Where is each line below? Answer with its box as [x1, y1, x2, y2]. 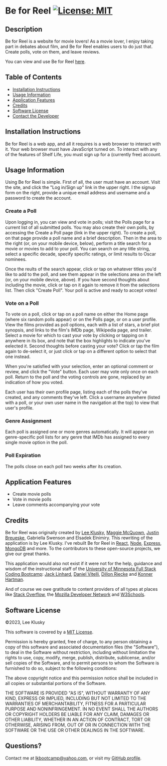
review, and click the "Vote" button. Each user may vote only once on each [5, 368, 159, 375]
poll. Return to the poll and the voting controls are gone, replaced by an [5, 374, 152, 380]
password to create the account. [5, 195, 72, 201]
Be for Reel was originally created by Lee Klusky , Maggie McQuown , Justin [5, 530, 160, 536]
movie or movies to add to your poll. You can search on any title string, [5, 245, 151, 251]
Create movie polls [12, 491, 51, 497]
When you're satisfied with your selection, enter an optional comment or [5, 363, 154, 369]
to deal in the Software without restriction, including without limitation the [5, 649, 156, 655]
